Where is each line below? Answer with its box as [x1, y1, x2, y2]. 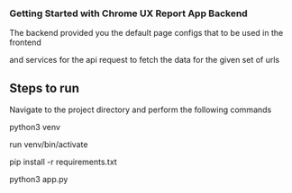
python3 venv [9, 122, 61, 133]
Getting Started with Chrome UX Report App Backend [9, 7, 248, 20]
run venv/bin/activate [9, 139, 88, 150]
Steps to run [9, 80, 79, 96]
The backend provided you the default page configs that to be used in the [9, 28, 284, 39]
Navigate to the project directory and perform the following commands [9, 104, 272, 115]
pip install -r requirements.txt [9, 156, 117, 168]
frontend [9, 37, 42, 48]
